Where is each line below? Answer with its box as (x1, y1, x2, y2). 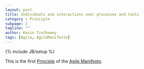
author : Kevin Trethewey (5, 30, 57, 35)
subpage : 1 (5, 21, 28, 26)
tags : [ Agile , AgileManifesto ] (5, 35, 70, 40)
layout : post (5, 7, 32, 12)
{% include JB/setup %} (5, 48, 55, 55)
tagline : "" (5, 26, 30, 31)
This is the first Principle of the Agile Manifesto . (5, 58, 103, 64)
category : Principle (5, 16, 50, 21)
